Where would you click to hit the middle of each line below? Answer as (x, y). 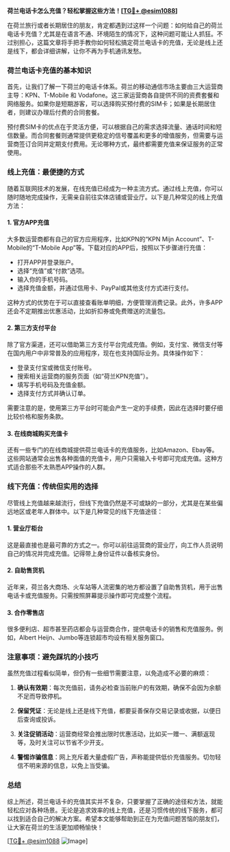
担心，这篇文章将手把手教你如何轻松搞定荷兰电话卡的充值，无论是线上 (118, 42)
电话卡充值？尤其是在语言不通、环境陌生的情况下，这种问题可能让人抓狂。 (112, 34)
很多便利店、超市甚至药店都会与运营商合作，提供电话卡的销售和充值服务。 (112, 629)
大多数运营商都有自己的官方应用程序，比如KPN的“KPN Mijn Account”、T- (111, 239)
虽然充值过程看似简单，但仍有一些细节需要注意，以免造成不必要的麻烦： (109, 673)
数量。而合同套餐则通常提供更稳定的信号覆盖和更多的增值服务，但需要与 (115, 136)
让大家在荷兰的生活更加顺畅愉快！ (55, 827)
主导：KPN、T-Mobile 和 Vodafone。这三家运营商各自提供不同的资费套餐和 (113, 95)
